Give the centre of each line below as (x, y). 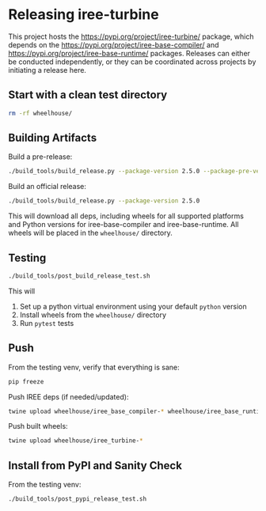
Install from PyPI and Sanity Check (95, 466)
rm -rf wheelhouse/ (40, 113)
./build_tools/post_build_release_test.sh (79, 276)
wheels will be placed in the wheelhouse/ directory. (90, 233)
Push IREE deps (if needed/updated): (68, 396)
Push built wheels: (38, 426)
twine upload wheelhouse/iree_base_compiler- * (86, 411)
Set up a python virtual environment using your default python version (133, 306)
